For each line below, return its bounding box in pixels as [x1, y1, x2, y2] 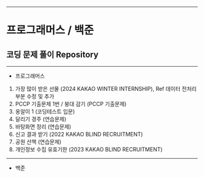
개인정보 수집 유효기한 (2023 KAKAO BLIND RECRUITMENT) [15, 146, 163, 153]
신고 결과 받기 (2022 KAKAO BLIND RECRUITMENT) [15, 131, 143, 138]
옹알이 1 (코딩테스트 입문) [15, 108, 75, 115]
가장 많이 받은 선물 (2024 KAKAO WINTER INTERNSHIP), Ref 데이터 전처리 [15, 85, 197, 92]
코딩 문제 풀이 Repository [6, 49, 99, 59]
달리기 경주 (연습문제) [15, 116, 67, 122]
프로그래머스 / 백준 [6, 24, 94, 37]
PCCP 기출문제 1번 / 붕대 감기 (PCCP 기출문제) [15, 101, 127, 107]
